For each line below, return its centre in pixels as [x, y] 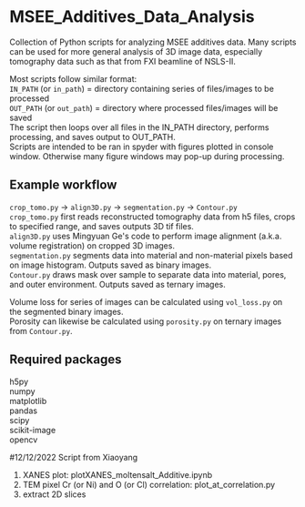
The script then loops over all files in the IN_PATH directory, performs [139, 127]
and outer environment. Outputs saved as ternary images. [117, 284]
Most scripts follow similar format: [73, 78]
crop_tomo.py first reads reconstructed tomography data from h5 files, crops [152, 217]
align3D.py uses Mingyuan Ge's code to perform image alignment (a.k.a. [146, 236]
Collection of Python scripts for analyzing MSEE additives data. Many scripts [153, 42]
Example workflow [63, 185]
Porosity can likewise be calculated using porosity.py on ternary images [146, 321]
